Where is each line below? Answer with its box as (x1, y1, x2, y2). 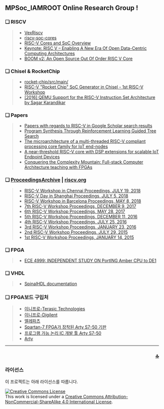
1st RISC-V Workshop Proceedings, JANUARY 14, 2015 (24, 234, 134, 240)
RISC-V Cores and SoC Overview (24, 40, 91, 46)
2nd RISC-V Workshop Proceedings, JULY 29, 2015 (24, 229, 128, 235)
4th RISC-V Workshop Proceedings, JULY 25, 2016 (24, 219, 127, 225)
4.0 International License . (61, 399, 113, 405)
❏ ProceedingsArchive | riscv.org (5, 177, 86, 184)
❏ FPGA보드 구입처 (5, 294, 49, 301)
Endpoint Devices (24, 154, 60, 160)
